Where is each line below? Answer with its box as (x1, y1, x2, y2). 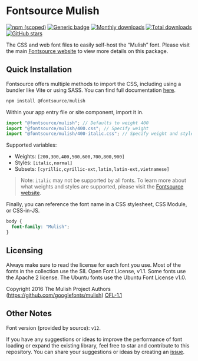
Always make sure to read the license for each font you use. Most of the (6, 261, 181, 269)
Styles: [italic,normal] (14, 159, 72, 166)
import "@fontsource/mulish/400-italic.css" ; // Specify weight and (6, 131, 178, 137)
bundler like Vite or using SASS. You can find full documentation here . (6, 87, 176, 94)
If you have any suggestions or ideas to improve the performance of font (6, 336, 183, 343)
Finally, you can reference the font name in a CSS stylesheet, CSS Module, (6, 201, 187, 208)
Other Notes (6, 309, 52, 319)
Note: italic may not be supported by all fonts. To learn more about (20, 177, 187, 184)
